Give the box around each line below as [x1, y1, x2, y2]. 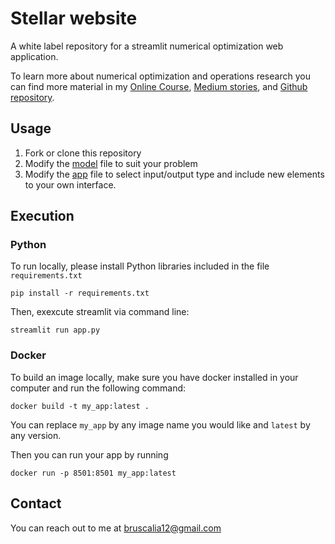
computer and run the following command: [10, 382, 187, 394]
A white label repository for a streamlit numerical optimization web [10, 40, 284, 52]
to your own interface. [24, 178, 117, 191]
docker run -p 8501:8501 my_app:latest [10, 468, 177, 478]
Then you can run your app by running [10, 448, 169, 461]
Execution [10, 208, 75, 225]
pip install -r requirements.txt [10, 288, 150, 299]
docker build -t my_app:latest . [10, 401, 150, 411]
